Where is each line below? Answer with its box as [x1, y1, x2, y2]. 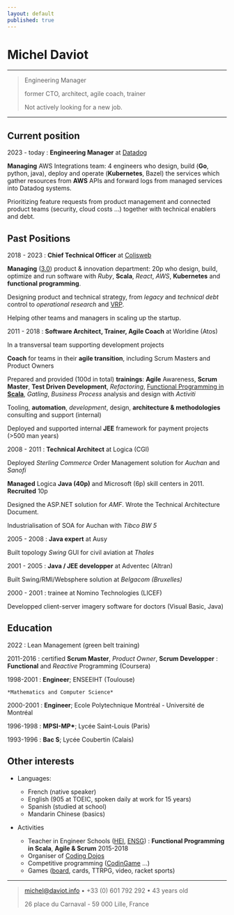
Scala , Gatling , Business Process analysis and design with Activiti [7, 390, 196, 398]
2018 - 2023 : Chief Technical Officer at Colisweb [7, 251, 152, 260]
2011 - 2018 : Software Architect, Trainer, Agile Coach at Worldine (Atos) [7, 327, 218, 336]
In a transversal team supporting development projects [7, 341, 165, 349]
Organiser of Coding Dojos [27, 851, 104, 860]
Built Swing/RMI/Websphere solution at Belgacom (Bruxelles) [7, 575, 182, 584]
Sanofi [7, 466, 26, 474]
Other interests [7, 756, 75, 767]
